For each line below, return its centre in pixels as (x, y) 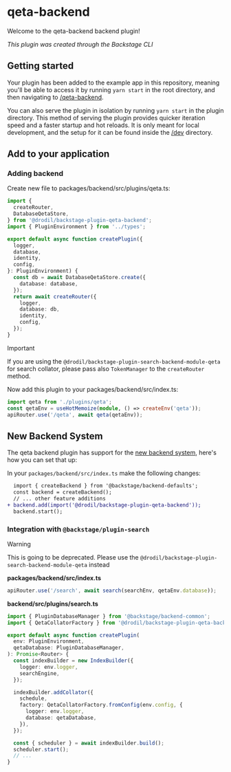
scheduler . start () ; (41, 749)
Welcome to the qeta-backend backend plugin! (74, 31)
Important (21, 348)
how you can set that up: (42, 460)
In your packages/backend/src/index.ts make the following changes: (104, 473)
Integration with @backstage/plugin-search (78, 529)
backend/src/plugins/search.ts (53, 604)
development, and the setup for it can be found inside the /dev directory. (110, 132)
